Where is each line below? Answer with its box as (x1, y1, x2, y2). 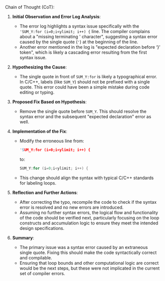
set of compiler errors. (19, 270, 66, 276)
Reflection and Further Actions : (12, 189, 78, 195)
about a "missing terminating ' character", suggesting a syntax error (19, 34, 158, 39)
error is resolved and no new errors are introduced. (19, 204, 124, 210)
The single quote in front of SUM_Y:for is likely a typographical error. (19, 74, 158, 79)
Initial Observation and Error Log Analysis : (12, 14, 101, 19)
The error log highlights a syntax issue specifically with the (19, 23, 139, 29)
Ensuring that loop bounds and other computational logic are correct (19, 260, 159, 266)
